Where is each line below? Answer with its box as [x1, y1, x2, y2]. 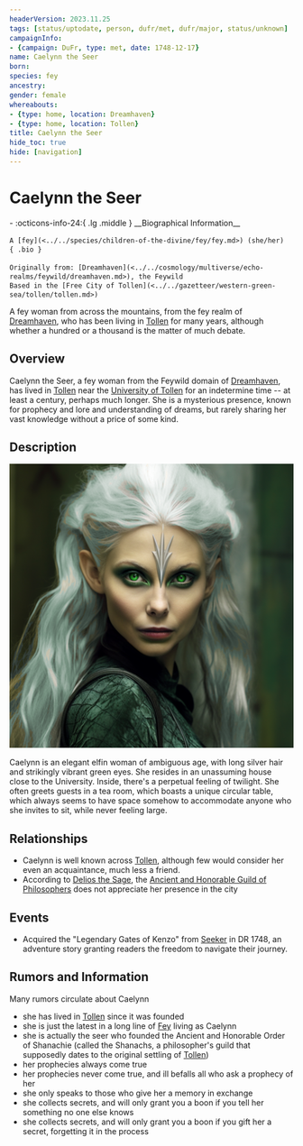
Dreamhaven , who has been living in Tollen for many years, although [9, 316, 264, 326]
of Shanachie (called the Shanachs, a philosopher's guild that [22, 1040, 251, 1050]
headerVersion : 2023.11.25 [9, 14, 111, 23]
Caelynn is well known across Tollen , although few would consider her [22, 855, 284, 866]
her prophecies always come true [22, 1059, 147, 1069]
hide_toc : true [9, 138, 67, 148]
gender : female [9, 90, 67, 99]
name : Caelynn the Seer [9, 52, 99, 62]
